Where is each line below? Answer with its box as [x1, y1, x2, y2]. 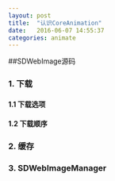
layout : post [8, 11, 52, 20]
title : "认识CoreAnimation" [8, 19, 102, 27]
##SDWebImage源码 [8, 56, 76, 66]
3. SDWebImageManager [8, 163, 107, 174]
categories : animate [8, 33, 77, 42]
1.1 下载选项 [8, 99, 46, 109]
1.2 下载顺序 [8, 119, 48, 129]
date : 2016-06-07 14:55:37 [8, 26, 105, 34]
